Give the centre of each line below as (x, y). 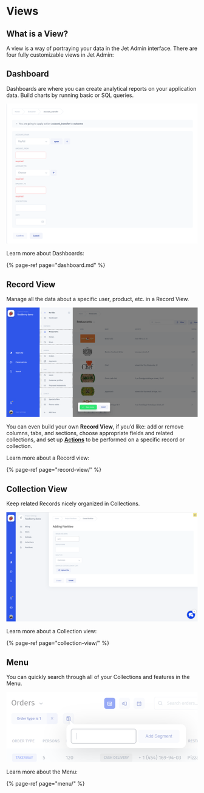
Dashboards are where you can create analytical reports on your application (101, 88)
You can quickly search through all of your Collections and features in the (98, 677)
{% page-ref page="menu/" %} (46, 784)
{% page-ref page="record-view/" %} (54, 470)
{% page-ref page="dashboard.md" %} (56, 265)
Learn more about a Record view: (48, 458)
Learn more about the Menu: (42, 772)
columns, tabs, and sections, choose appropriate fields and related (90, 433)
